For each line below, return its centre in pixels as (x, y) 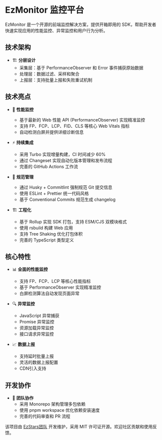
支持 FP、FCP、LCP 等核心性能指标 (55, 281)
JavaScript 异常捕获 (39, 316)
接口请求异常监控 (37, 334)
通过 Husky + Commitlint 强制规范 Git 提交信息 (66, 187)
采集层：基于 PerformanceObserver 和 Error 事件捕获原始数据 (81, 68)
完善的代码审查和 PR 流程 (45, 416)
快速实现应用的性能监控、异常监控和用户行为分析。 (56, 30)
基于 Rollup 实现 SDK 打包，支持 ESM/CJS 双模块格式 (73, 221)
